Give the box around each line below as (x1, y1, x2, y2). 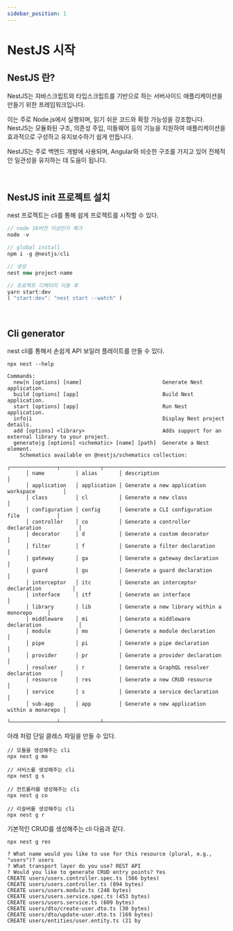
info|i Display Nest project (13, 416, 225, 422)
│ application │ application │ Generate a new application (25, 482, 207, 489)
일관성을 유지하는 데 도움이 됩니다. (14, 155, 107, 164)
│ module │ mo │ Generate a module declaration (25, 628, 216, 635)
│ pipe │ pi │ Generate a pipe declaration (25, 640, 209, 647)
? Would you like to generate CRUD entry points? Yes (7, 869, 166, 876)
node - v (7, 232, 30, 239)
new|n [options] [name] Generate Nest (13, 379, 203, 386)
